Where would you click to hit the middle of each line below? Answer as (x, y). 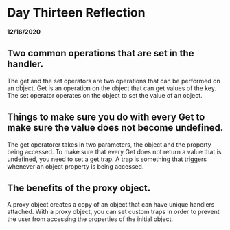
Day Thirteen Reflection (76, 13)
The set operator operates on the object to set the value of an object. (105, 95)
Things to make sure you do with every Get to (106, 117)
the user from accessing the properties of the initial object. (90, 219)
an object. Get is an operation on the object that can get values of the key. (112, 88)
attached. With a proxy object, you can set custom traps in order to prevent (113, 212)
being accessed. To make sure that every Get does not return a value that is (114, 151)
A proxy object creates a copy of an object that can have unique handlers (111, 205)
